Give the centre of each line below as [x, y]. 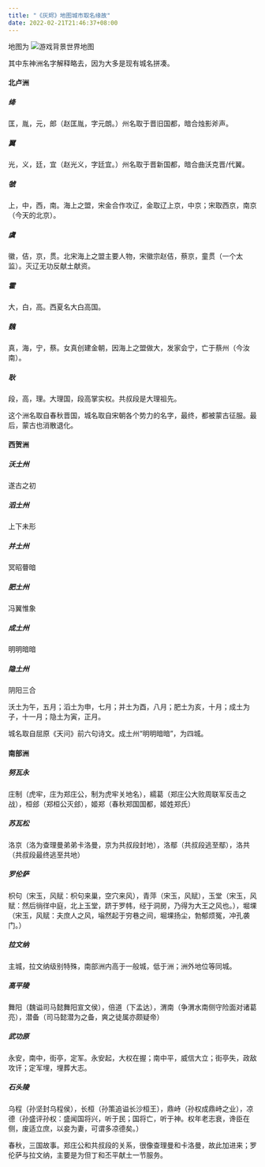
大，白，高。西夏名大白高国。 [56, 307]
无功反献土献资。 [67, 266]
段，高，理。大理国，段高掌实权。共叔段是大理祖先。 [95, 398]
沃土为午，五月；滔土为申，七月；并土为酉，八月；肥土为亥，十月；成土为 [129, 707]
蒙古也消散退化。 [49, 425]
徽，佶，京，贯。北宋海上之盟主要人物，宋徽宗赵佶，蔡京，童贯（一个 [122, 256]
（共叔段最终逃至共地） [46, 855]
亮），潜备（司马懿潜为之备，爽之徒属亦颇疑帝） [86, 1017]
